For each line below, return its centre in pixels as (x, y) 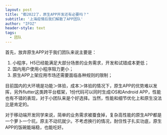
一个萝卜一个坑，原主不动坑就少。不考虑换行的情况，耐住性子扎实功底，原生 (83, 121)
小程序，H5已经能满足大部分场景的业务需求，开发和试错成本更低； (81, 63)
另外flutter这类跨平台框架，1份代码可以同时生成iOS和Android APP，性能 (87, 92)
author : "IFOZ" (21, 24)
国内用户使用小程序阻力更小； (43, 69)
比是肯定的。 (18, 104)
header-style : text (25, 28)
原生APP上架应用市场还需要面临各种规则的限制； (62, 75)
